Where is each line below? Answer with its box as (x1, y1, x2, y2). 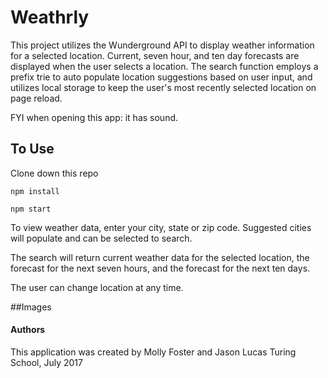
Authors (10, 324, 46, 336)
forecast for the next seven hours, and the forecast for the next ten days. (10, 262, 311, 274)
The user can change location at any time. (10, 281, 184, 293)
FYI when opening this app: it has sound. (10, 111, 179, 123)
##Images (10, 301, 52, 313)
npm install (10, 186, 60, 196)
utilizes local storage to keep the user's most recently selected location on (10, 81, 317, 93)
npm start (10, 204, 52, 214)
